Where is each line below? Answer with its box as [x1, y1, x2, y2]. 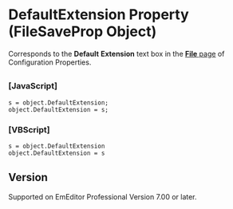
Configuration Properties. [8, 57, 92, 67]
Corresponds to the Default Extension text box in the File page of [8, 49, 225, 58]
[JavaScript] [8, 81, 58, 92]
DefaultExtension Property [8, 6, 189, 24]
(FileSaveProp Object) [8, 22, 157, 41]
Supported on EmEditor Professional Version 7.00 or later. [8, 191, 197, 201]
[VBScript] [8, 124, 50, 135]
